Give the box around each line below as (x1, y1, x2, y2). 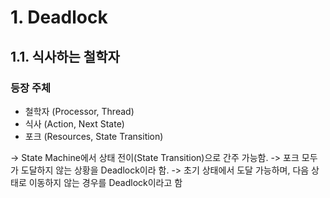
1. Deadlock (10, 6, 108, 29)
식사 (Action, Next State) (24, 117, 125, 130)
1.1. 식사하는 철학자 (10, 48, 120, 65)
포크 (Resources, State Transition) (24, 130, 164, 142)
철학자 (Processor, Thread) (24, 105, 135, 117)
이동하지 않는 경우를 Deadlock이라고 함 (28, 176, 183, 188)
